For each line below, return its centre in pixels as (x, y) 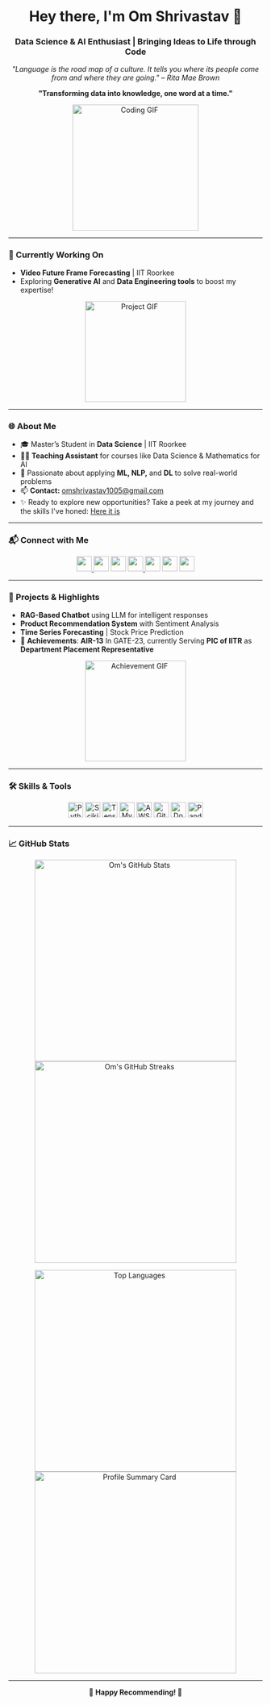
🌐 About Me (32, 426)
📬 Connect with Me (48, 540)
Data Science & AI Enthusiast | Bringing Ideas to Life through (135, 42)
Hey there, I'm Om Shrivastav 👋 (135, 17)
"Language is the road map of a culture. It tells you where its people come (135, 69)
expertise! (37, 290)
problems (36, 481)
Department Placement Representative (87, 649)
